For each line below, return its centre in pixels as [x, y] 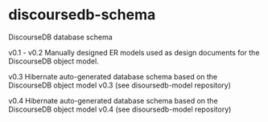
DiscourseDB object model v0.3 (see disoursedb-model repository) [120, 85]
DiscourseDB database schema [60, 37]
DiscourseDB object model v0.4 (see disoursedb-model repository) [120, 109]
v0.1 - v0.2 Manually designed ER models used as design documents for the [134, 52]
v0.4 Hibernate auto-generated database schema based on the [113, 100]
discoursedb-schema [82, 15]
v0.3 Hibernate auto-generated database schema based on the [113, 76]
